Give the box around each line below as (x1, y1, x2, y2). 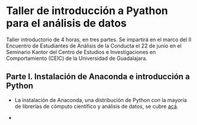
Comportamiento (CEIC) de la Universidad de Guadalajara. (6, 55, 148, 62)
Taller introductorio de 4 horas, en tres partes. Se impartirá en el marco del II (6, 36, 192, 43)
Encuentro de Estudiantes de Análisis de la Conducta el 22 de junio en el (6, 42, 182, 49)
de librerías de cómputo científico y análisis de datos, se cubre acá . (14, 103, 179, 110)
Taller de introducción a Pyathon (6, 4, 168, 18)
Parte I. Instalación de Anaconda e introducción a (6, 72, 190, 82)
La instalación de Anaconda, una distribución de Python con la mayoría (14, 96, 187, 103)
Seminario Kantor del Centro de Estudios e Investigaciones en (6, 48, 156, 55)
